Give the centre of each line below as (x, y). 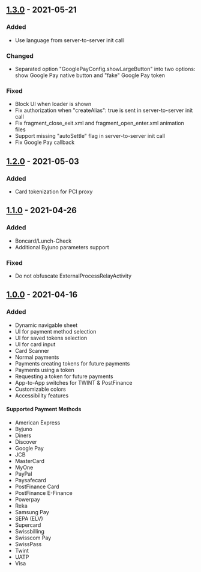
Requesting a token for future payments (64, 376)
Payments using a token (45, 370)
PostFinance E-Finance (44, 493)
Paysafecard (31, 480)
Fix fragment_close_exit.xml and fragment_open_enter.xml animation (100, 123)
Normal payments (37, 357)
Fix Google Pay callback (45, 142)
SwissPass (28, 544)
